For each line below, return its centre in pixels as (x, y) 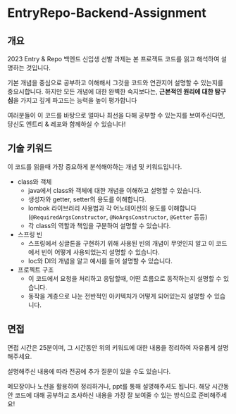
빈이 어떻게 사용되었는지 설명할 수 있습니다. (100, 252)
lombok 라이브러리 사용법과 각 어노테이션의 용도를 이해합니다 (112, 208)
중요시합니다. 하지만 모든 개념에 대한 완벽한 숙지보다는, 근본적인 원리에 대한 (110, 92)
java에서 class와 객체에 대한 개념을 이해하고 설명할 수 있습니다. (115, 190)
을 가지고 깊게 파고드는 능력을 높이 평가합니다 (75, 100)
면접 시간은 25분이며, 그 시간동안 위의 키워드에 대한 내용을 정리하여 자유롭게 (112, 347)
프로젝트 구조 (36, 270)
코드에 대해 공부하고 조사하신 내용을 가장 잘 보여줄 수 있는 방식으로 (106, 395)
